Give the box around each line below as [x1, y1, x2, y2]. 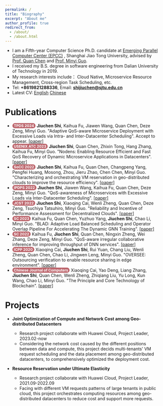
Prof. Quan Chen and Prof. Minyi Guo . [12, 58, 88, 64]
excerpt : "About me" [5, 16, 47, 21]
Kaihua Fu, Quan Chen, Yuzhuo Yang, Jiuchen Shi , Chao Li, [32, 216, 152, 221]
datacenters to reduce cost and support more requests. [42, 395, 154, 401]
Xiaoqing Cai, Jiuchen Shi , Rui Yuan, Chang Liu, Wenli [35, 246, 144, 253]
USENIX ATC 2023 [14, 144, 47, 149]
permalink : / [5, 7, 32, 12]
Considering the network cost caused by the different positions [19, 340, 146, 346]
